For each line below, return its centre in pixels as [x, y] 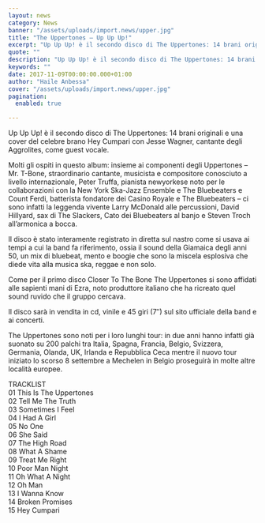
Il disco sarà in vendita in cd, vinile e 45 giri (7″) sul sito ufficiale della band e [132, 312]
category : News [33, 23]
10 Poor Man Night [38, 468]
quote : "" [24, 52]
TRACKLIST [27, 385]
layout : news [30, 15]
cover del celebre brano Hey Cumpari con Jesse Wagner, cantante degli [125, 141]
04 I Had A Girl [32, 418]
